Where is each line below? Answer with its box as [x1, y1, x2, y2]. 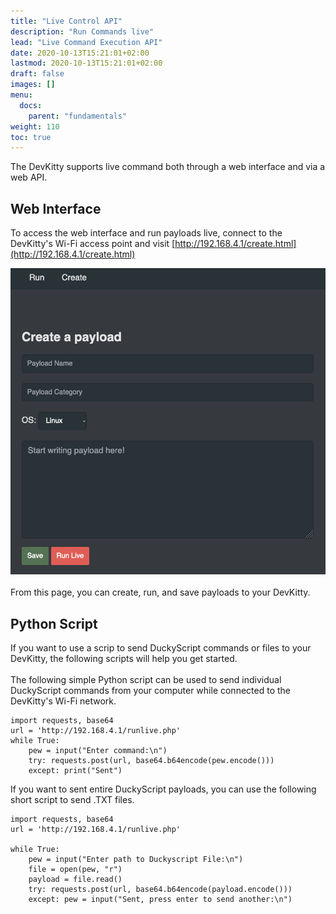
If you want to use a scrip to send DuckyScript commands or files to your [10, 642, 312, 654]
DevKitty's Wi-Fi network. [10, 695, 117, 707]
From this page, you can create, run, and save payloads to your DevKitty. [10, 586, 311, 599]
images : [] [10, 80, 56, 90]
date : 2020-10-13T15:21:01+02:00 [10, 48, 150, 58]
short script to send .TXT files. [10, 794, 135, 806]
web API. [10, 171, 48, 184]
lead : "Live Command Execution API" [10, 37, 163, 47]
